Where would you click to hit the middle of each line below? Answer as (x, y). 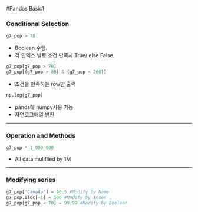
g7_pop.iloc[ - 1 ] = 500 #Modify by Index (57, 198)
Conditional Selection (38, 24)
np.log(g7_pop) (25, 95)
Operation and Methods (41, 135)
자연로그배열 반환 (34, 114)
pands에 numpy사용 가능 (44, 107)
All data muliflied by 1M (43, 159)
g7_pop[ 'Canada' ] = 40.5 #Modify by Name (58, 192)
